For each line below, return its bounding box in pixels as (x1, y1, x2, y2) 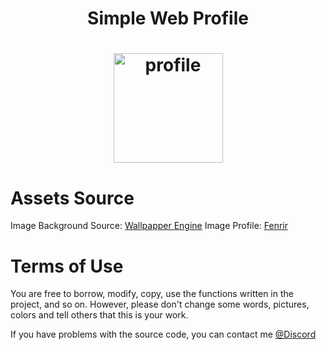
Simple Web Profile (87, 7, 249, 30)
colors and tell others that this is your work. (10, 309, 189, 321)
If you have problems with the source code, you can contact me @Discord (10, 328, 317, 341)
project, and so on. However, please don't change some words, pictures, (10, 298, 310, 311)
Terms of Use (10, 255, 124, 277)
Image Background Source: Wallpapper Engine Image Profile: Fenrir (10, 220, 288, 232)
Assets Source (10, 187, 135, 209)
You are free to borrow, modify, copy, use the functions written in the (10, 288, 294, 300)
